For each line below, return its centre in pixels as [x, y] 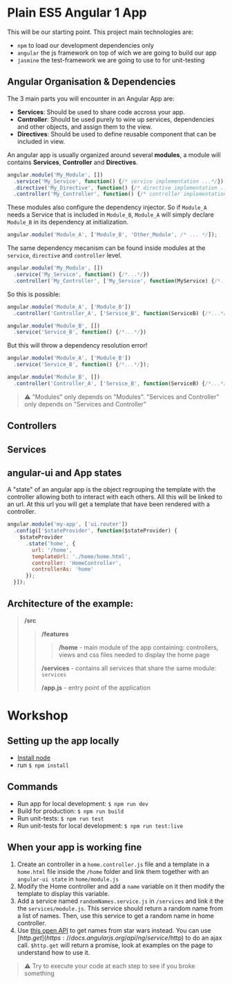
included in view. [41, 141]
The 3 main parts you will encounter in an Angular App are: [91, 98]
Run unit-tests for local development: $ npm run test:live [100, 825]
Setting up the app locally [63, 741]
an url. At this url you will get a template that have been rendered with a [109, 504]
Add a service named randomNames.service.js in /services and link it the [120, 901]
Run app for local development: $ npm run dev [83, 803]
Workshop [38, 716]
